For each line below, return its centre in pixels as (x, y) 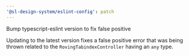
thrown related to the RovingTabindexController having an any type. (90, 46)
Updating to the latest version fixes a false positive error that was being (95, 40)
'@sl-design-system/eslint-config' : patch (60, 12)
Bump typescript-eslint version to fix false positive (69, 29)
